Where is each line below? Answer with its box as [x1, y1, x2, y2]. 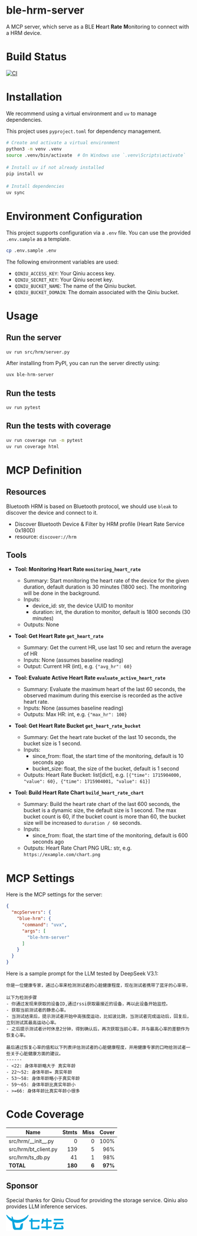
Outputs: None [23, 621, 60, 628]
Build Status [6, 50, 67, 64]
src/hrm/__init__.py [8, 1137, 54, 1144]
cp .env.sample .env [6, 248, 57, 253]
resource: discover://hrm [14, 533, 77, 540]
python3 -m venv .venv [6, 146, 62, 152]
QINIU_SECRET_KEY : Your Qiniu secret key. [14, 276, 114, 283]
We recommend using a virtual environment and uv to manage [6, 110, 157, 117]
